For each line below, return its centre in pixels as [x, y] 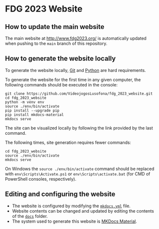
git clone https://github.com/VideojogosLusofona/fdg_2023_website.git [79, 93]
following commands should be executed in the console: [61, 85]
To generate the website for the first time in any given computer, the [73, 79]
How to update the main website [55, 27]
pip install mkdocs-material [34, 114]
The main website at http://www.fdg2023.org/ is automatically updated [76, 38]
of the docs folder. [30, 216]
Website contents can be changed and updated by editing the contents [83, 211]
